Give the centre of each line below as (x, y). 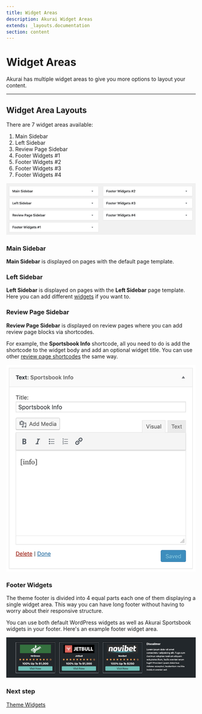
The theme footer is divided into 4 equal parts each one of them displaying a (101, 598)
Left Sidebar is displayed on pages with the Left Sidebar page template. (96, 290)
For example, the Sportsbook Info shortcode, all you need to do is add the (98, 343)
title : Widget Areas (32, 13)
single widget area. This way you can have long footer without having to (95, 604)
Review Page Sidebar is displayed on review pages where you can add (94, 325)
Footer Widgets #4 (38, 175)
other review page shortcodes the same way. (62, 356)
